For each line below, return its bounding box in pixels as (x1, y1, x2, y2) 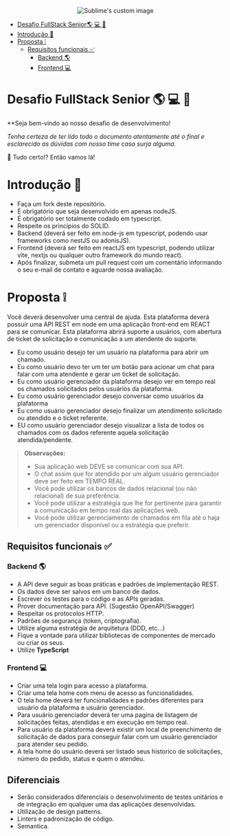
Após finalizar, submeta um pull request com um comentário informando (16, 258, 222, 266)
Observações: (23, 449, 66, 457)
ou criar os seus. (16, 638, 65, 646)
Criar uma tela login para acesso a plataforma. (16, 681, 148, 690)
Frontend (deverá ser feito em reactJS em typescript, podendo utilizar (16, 243, 215, 252)
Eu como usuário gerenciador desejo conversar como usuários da (16, 392, 204, 400)
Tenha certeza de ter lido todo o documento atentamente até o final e (7, 132, 205, 140)
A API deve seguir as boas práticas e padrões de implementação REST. (16, 580, 219, 588)
